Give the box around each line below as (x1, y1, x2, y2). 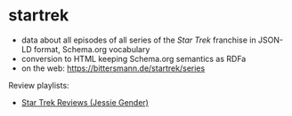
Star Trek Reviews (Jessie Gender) (20, 97, 149, 107)
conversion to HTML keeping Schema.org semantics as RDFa (20, 53, 247, 64)
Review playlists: (8, 80, 69, 90)
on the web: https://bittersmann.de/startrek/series (20, 63, 206, 73)
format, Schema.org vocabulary (33, 43, 150, 54)
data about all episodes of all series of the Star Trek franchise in (20, 35, 256, 45)
